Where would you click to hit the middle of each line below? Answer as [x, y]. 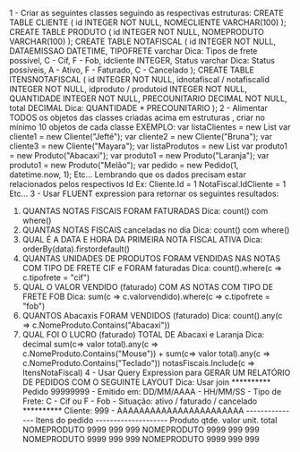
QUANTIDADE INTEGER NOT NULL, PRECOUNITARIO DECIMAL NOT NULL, [148, 98]
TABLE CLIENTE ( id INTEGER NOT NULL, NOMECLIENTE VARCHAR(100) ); [148, 22]
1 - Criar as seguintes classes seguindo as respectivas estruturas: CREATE [146, 13]
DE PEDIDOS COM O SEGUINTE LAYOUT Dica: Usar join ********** [146, 382]
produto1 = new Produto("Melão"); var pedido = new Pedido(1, [124, 165]
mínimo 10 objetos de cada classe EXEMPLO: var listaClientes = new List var [150, 127]
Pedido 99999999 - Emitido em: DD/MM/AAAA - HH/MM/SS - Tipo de [152, 392]
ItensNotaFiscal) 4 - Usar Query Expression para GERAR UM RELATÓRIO [156, 372]
